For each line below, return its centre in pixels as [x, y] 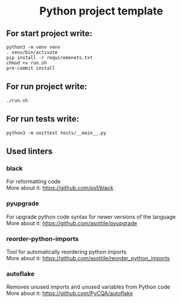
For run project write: [47, 86]
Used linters [30, 151]
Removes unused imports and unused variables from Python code [88, 287]
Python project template [101, 11]
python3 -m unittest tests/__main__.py [56, 133]
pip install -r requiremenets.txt [50, 58]
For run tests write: [43, 119]
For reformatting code [33, 181]
